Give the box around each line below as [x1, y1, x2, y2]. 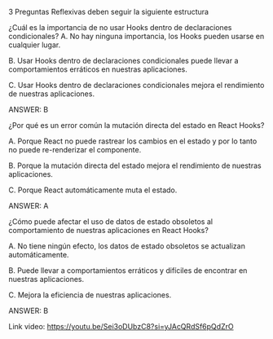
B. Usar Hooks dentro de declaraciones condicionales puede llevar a [8, 56, 239, 65]
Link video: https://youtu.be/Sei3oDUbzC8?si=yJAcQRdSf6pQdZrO [8, 322, 234, 331]
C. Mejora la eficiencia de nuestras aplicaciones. [8, 290, 172, 300]
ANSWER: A [8, 201, 49, 210]
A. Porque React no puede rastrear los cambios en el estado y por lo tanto [8, 136, 258, 146]
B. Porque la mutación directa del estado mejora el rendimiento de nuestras [8, 161, 262, 170]
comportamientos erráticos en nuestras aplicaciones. [8, 64, 187, 74]
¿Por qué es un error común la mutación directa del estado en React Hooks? [8, 121, 265, 130]
